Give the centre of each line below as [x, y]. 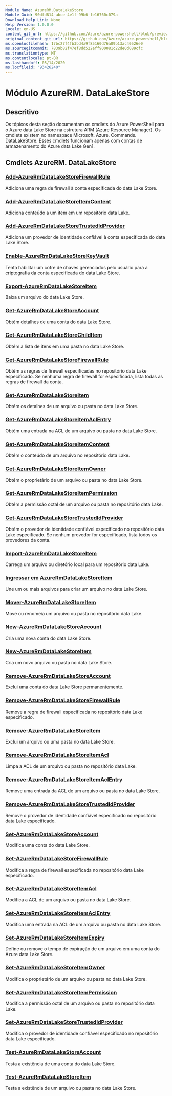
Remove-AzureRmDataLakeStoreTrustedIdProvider [70, 804]
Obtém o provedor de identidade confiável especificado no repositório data [85, 529]
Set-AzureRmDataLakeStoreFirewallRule [57, 859]
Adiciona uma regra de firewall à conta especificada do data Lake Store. [81, 188]
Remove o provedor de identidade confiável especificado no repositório [81, 815]
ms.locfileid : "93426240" [33, 67]
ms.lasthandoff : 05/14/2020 [35, 63]
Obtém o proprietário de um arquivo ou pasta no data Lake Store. [74, 480]
